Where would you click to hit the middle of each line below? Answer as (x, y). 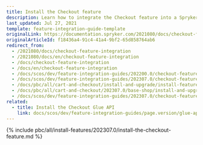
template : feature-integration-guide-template (66, 29)
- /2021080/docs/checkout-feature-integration (71, 51)
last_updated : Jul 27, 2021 (42, 23)
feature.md (20, 137)
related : (17, 101)
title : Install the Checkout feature (54, 12)
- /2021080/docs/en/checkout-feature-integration (75, 57)
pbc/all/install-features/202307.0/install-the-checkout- (103, 130)
